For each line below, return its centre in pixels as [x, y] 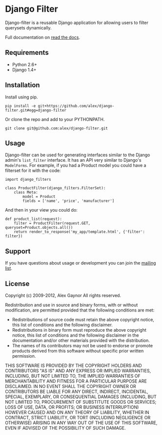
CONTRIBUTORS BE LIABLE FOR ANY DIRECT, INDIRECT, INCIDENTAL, [77, 391]
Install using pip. [21, 97]
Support [18, 251]
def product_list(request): [34, 219]
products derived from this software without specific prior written [78, 351]
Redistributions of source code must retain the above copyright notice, [83, 320]
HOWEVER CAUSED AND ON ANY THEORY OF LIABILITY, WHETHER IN [77, 412]
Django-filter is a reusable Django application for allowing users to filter [77, 23]
